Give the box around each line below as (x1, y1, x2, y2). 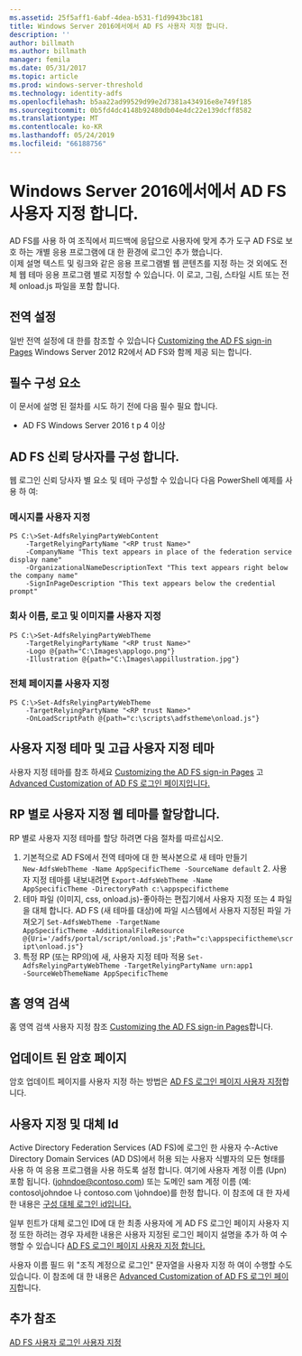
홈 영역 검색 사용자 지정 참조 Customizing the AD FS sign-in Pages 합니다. (9, 1022, 273, 1033)
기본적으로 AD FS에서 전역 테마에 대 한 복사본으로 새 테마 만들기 (22, 851, 248, 863)
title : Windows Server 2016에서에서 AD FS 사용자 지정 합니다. (9, 22, 230, 31)
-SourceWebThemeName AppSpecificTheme (22, 968, 169, 978)
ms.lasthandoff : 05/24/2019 (9, 131, 115, 140)
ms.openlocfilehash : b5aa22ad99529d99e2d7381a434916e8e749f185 (9, 97, 252, 107)
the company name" (9, 571, 78, 581)
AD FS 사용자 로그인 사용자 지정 (9, 1336, 122, 1347)
